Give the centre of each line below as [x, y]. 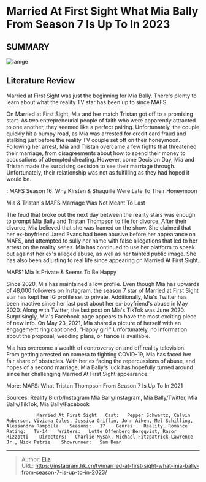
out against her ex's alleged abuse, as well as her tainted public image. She [101, 254]
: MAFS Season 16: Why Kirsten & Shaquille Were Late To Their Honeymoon [102, 190]
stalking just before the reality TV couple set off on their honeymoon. [93, 140]
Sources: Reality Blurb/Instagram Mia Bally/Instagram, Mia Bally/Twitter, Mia [102, 397]
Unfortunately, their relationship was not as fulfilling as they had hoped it [98, 172]
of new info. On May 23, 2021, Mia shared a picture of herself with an [94, 323]
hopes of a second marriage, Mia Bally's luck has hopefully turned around [100, 367]
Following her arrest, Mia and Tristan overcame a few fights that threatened [101, 146]
